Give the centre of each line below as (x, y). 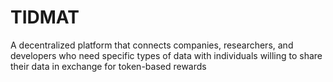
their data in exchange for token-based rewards (108, 66)
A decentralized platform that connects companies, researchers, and (152, 45)
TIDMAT (45, 17)
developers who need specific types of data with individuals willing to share (166, 55)
